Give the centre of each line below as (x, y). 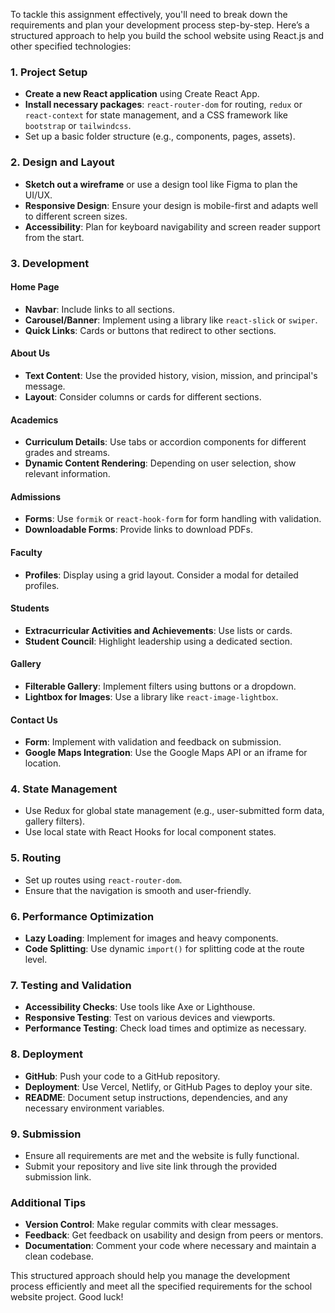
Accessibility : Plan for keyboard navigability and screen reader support (172, 226)
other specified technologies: (71, 46)
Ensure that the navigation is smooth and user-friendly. (138, 890)
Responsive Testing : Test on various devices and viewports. (150, 1018)
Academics (34, 420)
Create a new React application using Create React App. (142, 94)
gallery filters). (55, 821)
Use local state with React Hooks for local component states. (150, 832)
